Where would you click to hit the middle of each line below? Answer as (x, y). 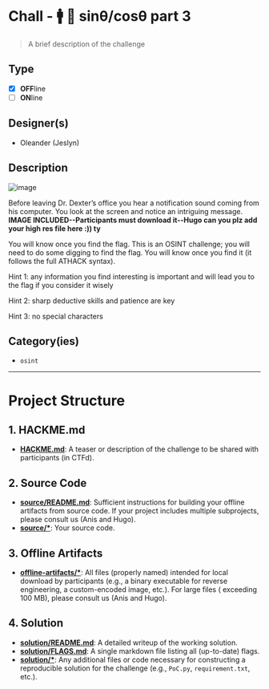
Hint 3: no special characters (56, 316)
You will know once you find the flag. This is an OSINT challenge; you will (129, 244)
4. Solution (36, 623)
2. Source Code (48, 483)
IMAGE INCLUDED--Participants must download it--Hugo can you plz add (133, 220)
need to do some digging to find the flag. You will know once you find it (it (130, 252)
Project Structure (67, 401)
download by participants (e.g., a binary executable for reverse (124, 581)
